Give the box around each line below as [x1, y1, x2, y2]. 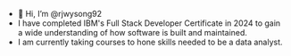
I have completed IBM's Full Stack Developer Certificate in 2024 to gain [17, 18, 281, 28]
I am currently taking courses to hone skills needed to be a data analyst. [17, 36, 283, 47]
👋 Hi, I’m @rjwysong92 [17, 9, 103, 19]
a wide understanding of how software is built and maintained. [17, 28, 248, 37]
